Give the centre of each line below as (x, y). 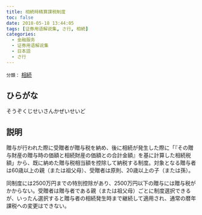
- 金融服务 (24, 40)
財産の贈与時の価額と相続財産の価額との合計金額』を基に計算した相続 (98, 155)
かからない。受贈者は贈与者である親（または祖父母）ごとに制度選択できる (99, 191)
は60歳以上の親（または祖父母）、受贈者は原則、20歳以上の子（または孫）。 (100, 170)
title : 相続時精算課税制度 (36, 12)
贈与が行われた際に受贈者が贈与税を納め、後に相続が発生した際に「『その (97, 148)
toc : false (20, 18)
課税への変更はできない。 (38, 206)
